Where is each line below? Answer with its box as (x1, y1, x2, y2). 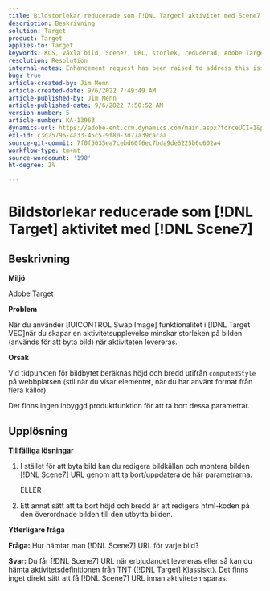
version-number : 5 (8, 109, 70, 117)
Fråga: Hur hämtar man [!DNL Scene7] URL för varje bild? (8, 540, 199, 550)
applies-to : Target (8, 42, 74, 50)
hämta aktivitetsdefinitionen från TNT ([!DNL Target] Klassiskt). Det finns (8, 564, 249, 574)
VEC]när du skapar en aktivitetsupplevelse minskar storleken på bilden (8, 329, 243, 339)
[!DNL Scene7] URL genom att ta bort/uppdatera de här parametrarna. (19, 470, 253, 479)
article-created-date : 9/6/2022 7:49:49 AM (8, 86, 157, 95)
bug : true (8, 72, 42, 80)
